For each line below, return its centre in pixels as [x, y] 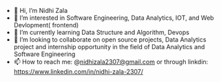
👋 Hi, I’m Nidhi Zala [41, 11]
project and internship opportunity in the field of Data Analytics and [109, 47]
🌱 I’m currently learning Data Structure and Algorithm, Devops [101, 32]
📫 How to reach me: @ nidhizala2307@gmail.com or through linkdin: [111, 62]
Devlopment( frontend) [46, 25]
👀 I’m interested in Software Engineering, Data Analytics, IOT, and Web [114, 18]
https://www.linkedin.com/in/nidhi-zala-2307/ [78, 71]
